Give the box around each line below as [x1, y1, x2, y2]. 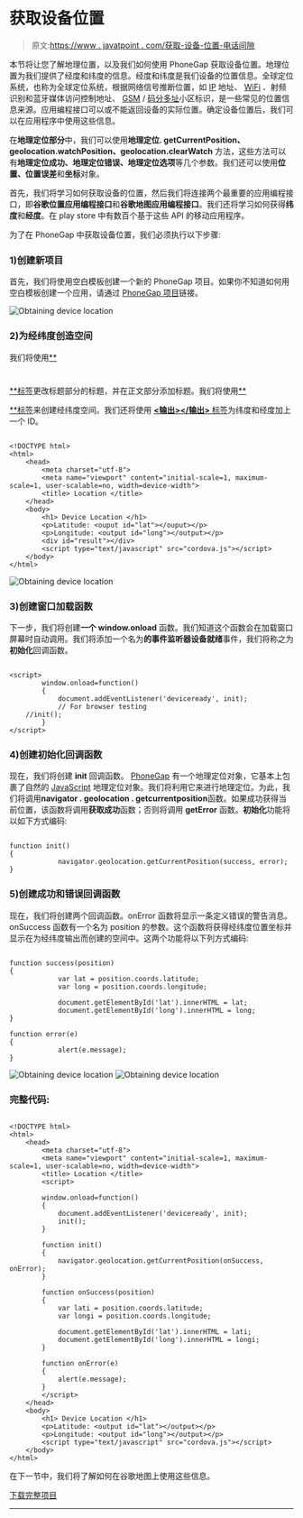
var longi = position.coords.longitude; [57, 1311, 212, 1320]
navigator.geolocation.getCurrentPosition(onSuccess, [57, 1256, 264, 1265]
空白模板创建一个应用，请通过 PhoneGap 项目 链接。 [9, 288, 203, 299]
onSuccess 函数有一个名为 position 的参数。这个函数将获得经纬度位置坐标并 [9, 921, 293, 932]
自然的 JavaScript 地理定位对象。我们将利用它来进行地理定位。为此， [24, 782, 283, 793]
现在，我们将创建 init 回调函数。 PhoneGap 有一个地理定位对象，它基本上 [9, 770, 283, 781]
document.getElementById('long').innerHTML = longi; [57, 1335, 260, 1344]
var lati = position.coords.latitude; [57, 1303, 204, 1312]
